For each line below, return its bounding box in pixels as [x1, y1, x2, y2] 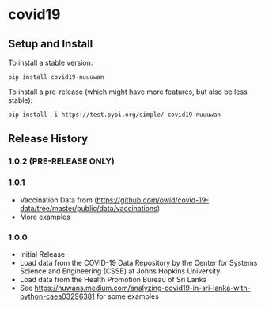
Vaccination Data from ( [19, 195, 97, 205]
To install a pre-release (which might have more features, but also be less [8, 87, 248, 96]
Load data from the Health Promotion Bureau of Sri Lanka [19, 274, 207, 284]
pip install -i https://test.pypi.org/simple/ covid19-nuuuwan [8, 111, 221, 119]
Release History [8, 132, 89, 145]
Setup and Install [8, 37, 93, 51]
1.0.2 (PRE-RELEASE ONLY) [8, 156, 115, 167]
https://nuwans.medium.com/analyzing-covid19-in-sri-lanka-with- [34, 283, 251, 292]
